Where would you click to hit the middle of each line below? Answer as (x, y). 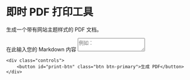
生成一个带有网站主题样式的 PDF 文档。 (54, 29)
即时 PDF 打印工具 (50, 12)
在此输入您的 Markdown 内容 (41, 49)
